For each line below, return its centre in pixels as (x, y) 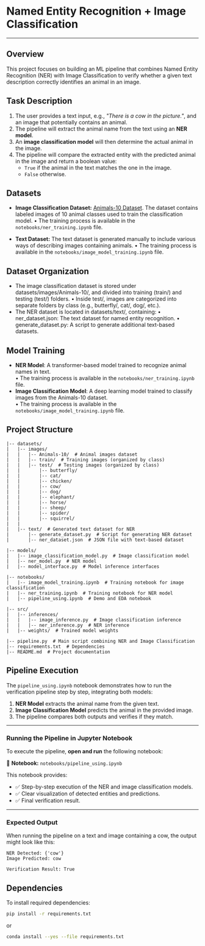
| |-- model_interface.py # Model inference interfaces (83, 566)
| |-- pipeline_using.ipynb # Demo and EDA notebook (79, 598)
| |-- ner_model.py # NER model (52, 561)
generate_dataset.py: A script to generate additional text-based (95, 325)
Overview (25, 54)
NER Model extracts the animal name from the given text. (87, 703)
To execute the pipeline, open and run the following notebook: (85, 751)
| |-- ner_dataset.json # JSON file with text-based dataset (95, 540)
